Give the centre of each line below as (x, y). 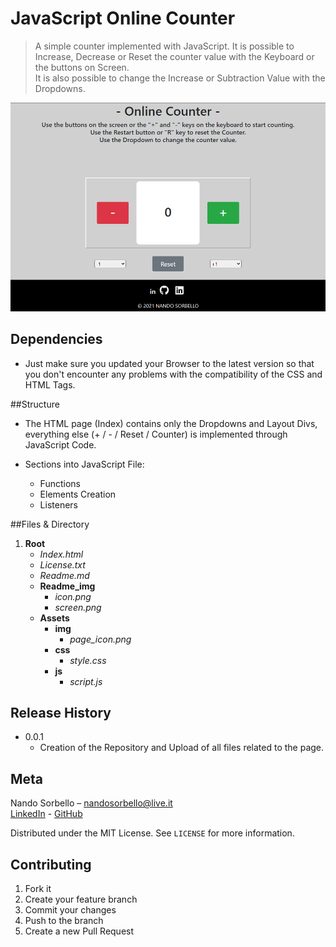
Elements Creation (78, 494)
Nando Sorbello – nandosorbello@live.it (91, 803)
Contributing (51, 864)
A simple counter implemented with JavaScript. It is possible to (164, 46)
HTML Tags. (50, 384)
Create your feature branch (81, 899)
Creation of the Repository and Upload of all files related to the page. (182, 748)
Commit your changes (70, 909)
